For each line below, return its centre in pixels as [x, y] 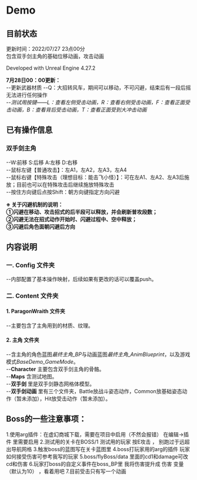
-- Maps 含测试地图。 [32, 376]
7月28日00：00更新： [33, 80]
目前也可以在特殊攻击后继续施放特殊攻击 [65, 184]
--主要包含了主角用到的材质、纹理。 [50, 325]
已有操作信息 [29, 130]
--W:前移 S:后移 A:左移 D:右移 [42, 162]
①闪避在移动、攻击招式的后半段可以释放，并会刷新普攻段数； [82, 212]
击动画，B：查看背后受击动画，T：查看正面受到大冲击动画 [76, 110]
